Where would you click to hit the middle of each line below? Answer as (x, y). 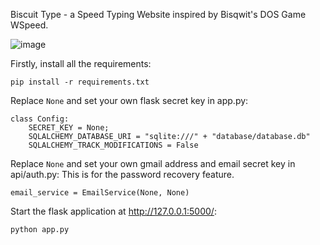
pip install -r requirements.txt (80, 82)
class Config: (40, 119)
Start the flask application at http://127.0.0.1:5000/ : (113, 211)
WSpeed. (29, 25)
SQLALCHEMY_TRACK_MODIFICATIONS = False (113, 145)
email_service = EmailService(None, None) (100, 193)
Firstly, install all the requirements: (81, 63)
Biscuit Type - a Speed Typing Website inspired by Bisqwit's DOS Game (158, 14)
